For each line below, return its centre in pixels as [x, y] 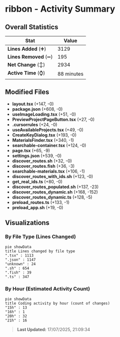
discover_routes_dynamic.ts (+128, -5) [52, 197]
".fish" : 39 [18, 272]
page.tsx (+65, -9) [31, 150]
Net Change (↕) [26, 65]
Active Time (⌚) [26, 73]
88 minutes [70, 74]
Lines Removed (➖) [30, 57]
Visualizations [27, 223]
